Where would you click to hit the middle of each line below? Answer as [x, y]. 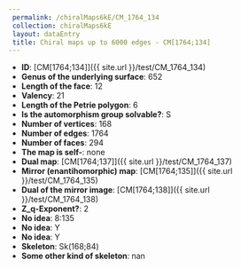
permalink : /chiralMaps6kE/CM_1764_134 [86, 17]
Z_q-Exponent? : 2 [55, 209]
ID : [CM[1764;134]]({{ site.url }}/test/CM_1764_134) [113, 67]
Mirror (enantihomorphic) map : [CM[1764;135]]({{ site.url [127, 171]
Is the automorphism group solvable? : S [96, 114]
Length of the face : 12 [62, 86]
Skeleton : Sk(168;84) [60, 247]
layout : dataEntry [46, 34]
